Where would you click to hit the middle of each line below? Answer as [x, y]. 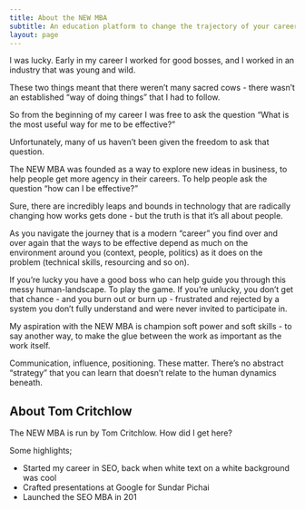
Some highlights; [41, 451]
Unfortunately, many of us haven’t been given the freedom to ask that [139, 142]
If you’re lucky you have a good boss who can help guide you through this [148, 280]
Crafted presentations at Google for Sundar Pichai [116, 487]
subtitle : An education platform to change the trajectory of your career [154, 26]
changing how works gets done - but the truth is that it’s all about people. [146, 216]
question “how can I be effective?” [74, 189]
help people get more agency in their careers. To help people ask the [138, 179]
